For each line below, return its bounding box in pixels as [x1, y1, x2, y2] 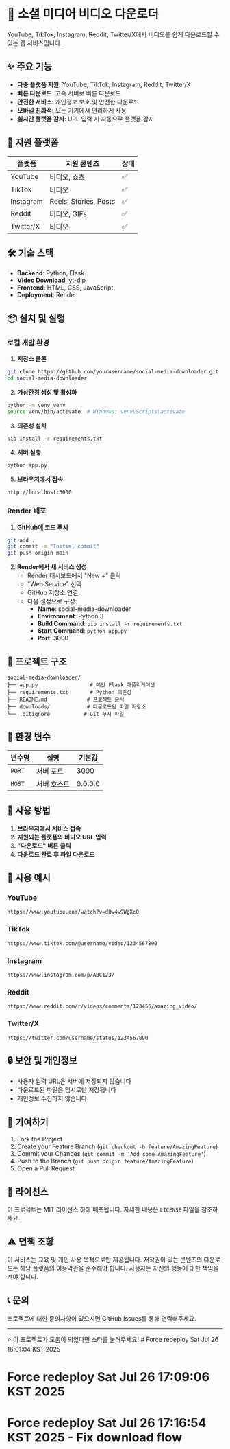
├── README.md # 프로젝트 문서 [7, 696, 125, 704]
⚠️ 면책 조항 [7, 1236, 54, 1248]
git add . [7, 537, 36, 544]
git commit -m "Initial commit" [7, 543, 99, 550]
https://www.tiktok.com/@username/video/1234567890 [7, 940, 157, 947]
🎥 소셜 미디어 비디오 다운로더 [7, 6, 159, 22]
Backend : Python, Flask [16, 269, 85, 277]
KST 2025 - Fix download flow [7, 1429, 183, 1445]
